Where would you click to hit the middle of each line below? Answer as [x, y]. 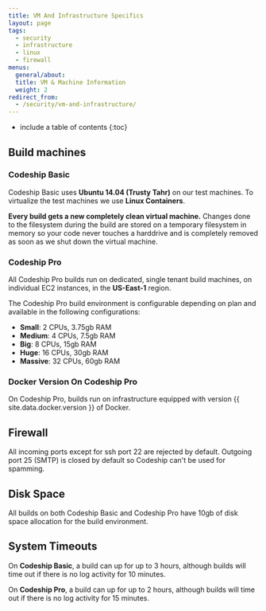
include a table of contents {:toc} [73, 127]
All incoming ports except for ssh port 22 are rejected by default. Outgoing [130, 452]
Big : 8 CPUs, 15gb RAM [58, 344]
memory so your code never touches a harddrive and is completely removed [133, 233]
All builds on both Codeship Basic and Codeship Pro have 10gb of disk [123, 513]
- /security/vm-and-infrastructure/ [76, 104]
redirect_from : [33, 97]
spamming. [27, 469]
